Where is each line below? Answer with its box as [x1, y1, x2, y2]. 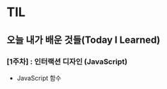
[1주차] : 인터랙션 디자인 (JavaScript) [6, 57, 128, 67]
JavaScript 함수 [16, 74, 61, 82]
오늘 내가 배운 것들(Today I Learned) [6, 34, 161, 46]
